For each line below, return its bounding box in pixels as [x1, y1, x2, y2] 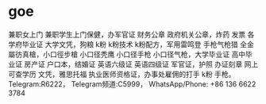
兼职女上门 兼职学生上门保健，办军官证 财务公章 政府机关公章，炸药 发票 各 [8, 29, 255, 39]
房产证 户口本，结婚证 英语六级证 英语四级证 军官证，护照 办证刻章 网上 [23, 59, 259, 69]
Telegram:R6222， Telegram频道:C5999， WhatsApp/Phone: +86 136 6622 [8, 79, 256, 89]
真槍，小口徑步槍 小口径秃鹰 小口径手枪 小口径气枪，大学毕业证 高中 [21, 49, 246, 59]
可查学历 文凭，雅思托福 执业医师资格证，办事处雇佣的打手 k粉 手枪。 [8, 69, 236, 79]
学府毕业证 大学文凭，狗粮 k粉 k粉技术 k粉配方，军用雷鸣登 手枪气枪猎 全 [8, 39, 248, 49]
